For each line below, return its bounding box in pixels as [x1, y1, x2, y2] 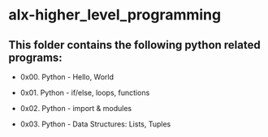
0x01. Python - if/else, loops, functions [19, 88, 150, 97]
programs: [8, 50, 63, 64]
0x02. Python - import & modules [19, 104, 132, 113]
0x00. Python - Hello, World [19, 72, 115, 82]
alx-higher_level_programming [8, 6, 222, 24]
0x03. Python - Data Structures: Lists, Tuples [19, 119, 171, 129]
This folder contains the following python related [8, 38, 262, 52]
